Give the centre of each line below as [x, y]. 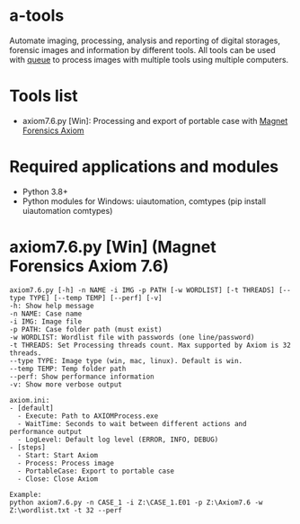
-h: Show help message [52, 306]
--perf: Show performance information [82, 377]
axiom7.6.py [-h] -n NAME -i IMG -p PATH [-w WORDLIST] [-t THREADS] [142, 290]
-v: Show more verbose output [66, 384]
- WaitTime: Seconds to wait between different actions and [132, 423]
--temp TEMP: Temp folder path [68, 369]
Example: [26, 494]
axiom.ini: [30, 400]
